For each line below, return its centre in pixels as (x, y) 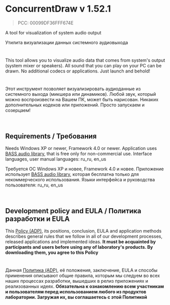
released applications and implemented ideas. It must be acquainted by (81, 242)
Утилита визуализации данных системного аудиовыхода (67, 42)
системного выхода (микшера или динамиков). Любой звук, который (81, 94)
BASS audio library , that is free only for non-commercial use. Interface (79, 154)
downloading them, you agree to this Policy (52, 252)
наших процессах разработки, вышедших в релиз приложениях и (77, 281)
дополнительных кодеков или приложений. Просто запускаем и (75, 105)
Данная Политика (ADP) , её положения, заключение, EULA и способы (81, 270)
